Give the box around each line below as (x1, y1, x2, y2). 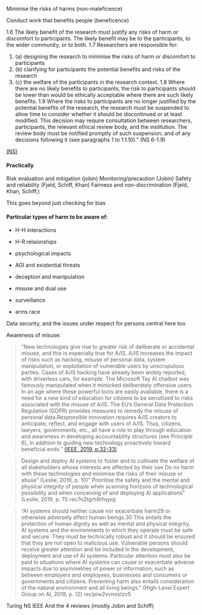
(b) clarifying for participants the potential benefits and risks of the (14, 66, 181, 73)
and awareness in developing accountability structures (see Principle (21, 433, 193, 440)
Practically (6, 161, 34, 169)
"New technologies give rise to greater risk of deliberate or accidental (21, 343, 195, 351)
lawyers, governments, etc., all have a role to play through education (21, 426, 192, 434)
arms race (14, 308, 41, 316)
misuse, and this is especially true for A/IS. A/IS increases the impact (21, 349, 193, 357)
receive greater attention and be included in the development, (21, 546, 175, 553)
